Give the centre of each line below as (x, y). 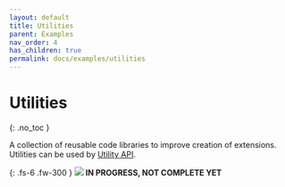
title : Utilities (42, 26)
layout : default (39, 17)
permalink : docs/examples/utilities (77, 59)
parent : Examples (42, 34)
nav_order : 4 (34, 42)
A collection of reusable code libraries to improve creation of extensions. (143, 144)
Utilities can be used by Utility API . (73, 154)
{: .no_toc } (29, 127)
